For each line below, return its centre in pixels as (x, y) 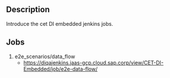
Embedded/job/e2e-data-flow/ (60, 69)
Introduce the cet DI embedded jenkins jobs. (59, 23)
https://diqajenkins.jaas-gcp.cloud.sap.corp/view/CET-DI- (93, 62)
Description (28, 10)
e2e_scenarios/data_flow (45, 56)
